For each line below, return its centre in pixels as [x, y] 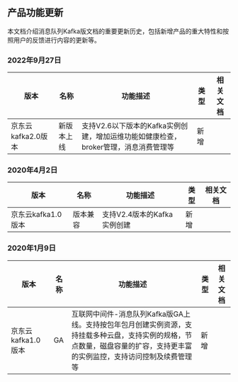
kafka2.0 [26, 137]
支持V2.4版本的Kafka [138, 215]
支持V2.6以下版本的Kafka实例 [131, 126]
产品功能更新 [35, 13]
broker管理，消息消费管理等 [128, 147]
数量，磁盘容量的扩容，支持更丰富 [135, 346]
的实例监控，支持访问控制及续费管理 [132, 356]
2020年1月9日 [32, 248]
